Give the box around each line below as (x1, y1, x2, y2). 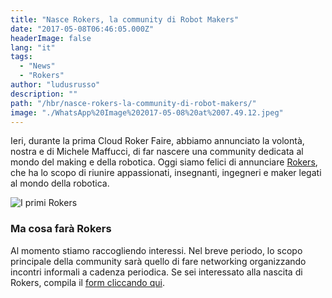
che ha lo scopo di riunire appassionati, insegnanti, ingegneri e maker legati (10, 167, 322, 179)
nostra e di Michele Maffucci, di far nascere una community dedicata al (10, 146, 304, 158)
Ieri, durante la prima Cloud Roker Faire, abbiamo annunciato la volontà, (10, 135, 305, 147)
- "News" (19, 61, 56, 71)
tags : (10, 52, 33, 62)
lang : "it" (10, 42, 56, 53)
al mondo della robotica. (10, 177, 110, 190)
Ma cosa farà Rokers (10, 222, 112, 236)
